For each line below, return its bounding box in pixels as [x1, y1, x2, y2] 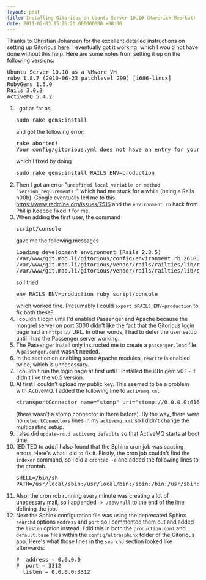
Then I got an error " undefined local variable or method [15, 181, 161, 188]
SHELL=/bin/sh [15, 474, 59, 482]
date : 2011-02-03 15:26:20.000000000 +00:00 [7, 20, 122, 26]
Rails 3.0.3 [7, 87, 43, 94]
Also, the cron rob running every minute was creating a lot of [15, 492, 169, 500]
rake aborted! [15, 140, 59, 147]
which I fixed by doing [15, 158, 72, 165]
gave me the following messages [15, 237, 99, 244]
